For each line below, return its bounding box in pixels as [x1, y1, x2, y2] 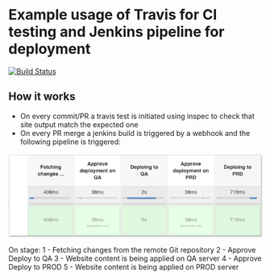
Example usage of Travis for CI [8, 6, 218, 24]
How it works [8, 90, 76, 104]
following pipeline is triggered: [19, 137, 121, 146]
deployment [8, 40, 91, 58]
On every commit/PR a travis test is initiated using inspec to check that [19, 111, 255, 121]
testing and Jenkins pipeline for [8, 23, 225, 41]
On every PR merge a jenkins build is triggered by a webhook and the [19, 128, 251, 138]
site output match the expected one [19, 119, 139, 130]
